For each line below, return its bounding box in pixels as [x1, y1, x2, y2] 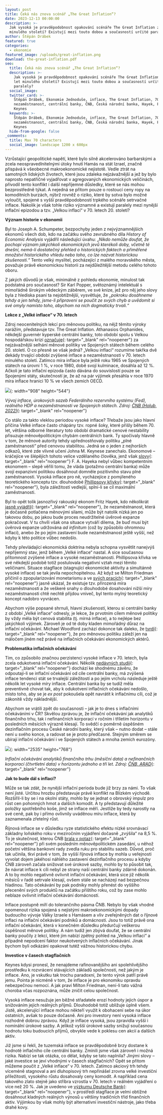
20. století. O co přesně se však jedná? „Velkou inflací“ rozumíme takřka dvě [5, 347, 157, 353]
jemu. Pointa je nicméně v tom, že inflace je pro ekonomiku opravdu [5, 977, 141, 983]
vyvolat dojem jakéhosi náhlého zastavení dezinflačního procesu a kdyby [5, 856, 151, 862]
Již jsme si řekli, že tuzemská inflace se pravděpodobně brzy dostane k [5, 1042, 148, 1048]
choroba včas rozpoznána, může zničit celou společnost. [5, 987, 119, 993]
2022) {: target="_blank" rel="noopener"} [5, 408, 87, 413]
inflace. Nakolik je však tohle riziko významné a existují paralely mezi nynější [5, 202, 158, 208]
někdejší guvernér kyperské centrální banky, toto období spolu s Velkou [5, 331, 148, 337]
